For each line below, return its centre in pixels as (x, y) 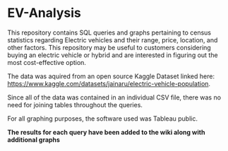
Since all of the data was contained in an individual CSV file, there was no (114, 97)
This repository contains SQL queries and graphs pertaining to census (109, 32)
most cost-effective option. (47, 62)
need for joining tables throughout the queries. (75, 104)
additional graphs (34, 140)
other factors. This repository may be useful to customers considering (109, 47)
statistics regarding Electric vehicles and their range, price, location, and (113, 40)
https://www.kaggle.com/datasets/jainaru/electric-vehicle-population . (109, 83)
